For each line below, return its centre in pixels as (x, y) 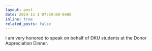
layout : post (19, 10)
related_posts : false (28, 24)
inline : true (19, 19)
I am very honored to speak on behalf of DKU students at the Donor (76, 38)
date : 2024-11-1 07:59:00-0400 (38, 14)
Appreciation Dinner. (27, 43)
